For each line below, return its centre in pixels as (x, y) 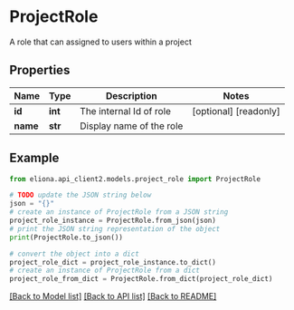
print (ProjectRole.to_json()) (66, 237)
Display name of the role (132, 126)
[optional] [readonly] (236, 111)
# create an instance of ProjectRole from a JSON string (119, 212)
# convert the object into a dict (75, 254)
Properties (40, 70)
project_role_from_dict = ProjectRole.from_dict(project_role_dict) (141, 279)
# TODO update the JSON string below (81, 195)
